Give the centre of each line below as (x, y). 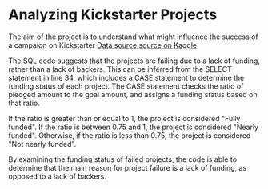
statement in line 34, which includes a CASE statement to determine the (126, 77)
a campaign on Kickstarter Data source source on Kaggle (103, 45)
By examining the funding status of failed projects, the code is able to (123, 159)
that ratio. (24, 103)
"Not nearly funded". (42, 144)
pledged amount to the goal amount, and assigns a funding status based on (133, 94)
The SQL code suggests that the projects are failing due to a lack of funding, (134, 61)
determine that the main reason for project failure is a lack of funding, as (128, 167)
